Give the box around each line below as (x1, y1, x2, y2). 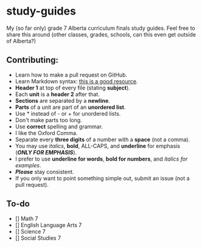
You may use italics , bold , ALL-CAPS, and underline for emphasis (15, 142, 181, 150)
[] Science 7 (15, 228, 46, 235)
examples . (15, 161, 41, 169)
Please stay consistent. (15, 168, 74, 175)
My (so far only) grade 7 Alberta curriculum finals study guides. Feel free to (6, 24, 196, 32)
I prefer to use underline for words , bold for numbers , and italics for (15, 155, 188, 162)
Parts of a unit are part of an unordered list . (15, 103, 126, 111)
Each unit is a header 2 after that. (15, 90, 100, 98)
